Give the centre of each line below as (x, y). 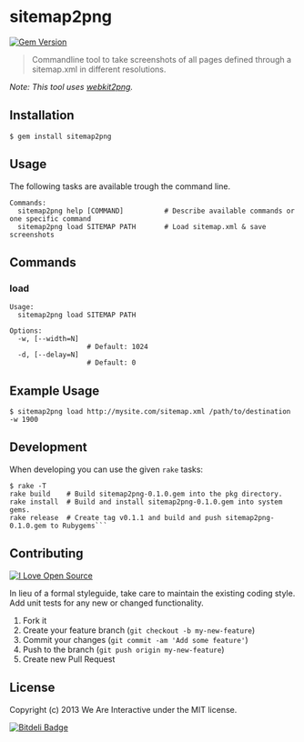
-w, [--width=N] (48, 339)
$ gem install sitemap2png (61, 136)
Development (49, 447)
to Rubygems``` (78, 526)
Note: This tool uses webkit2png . (71, 86)
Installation (42, 115)
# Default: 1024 (117, 347)
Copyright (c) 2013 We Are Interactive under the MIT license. (123, 709)
